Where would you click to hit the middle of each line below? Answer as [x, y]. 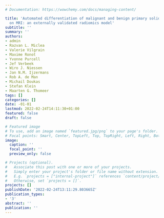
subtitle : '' [18, 27]
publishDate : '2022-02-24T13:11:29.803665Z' [51, 190]
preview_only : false [30, 154]
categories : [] [20, 100]
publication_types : [25, 194]
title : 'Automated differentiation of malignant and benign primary [76, 18]
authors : [14, 36]
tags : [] [14, 95]
